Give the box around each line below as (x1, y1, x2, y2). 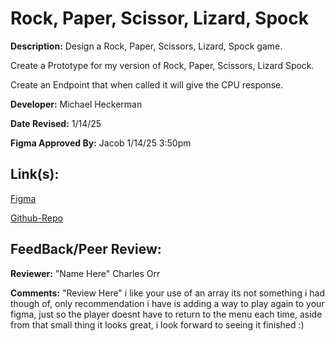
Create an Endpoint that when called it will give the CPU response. (10, 78, 284, 91)
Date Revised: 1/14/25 (10, 117, 102, 129)
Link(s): (10, 166, 60, 183)
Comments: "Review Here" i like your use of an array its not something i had (10, 287, 325, 299)
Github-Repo (10, 212, 63, 224)
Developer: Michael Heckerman (10, 98, 143, 110)
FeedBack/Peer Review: (10, 241, 162, 258)
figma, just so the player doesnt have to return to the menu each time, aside (10, 308, 323, 320)
